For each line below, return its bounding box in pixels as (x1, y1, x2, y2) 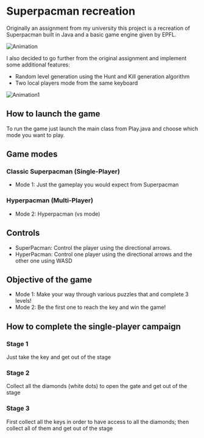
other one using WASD (15, 257, 72, 264)
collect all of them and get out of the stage (6, 425, 113, 432)
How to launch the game (6, 108, 100, 119)
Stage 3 (6, 404, 30, 412)
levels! (15, 297, 32, 305)
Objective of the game (6, 274, 93, 284)
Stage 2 (6, 369, 30, 377)
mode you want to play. (6, 131, 65, 138)
